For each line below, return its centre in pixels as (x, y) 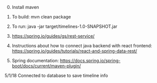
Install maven (25, 7)
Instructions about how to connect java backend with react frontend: (82, 46)
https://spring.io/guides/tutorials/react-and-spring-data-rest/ (75, 51)
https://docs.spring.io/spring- (90, 61)
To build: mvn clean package (41, 17)
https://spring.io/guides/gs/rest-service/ (53, 36)
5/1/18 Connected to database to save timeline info (56, 76)
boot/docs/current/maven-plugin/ (46, 66)
